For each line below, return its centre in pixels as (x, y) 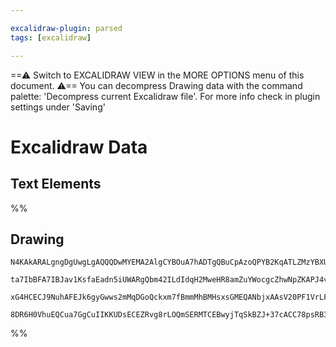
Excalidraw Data (79, 147)
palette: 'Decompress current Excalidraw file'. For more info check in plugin (165, 96)
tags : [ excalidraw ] (51, 37)
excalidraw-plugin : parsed (66, 28)
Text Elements (56, 184)
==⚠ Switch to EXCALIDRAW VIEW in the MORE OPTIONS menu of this (157, 75)
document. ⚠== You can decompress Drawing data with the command (156, 85)
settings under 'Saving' (58, 107)
